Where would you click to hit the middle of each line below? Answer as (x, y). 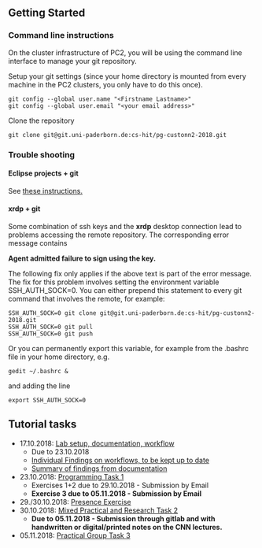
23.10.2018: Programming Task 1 (72, 476)
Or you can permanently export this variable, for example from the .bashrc (129, 349)
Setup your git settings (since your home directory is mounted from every (127, 76)
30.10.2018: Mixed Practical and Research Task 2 (99, 510)
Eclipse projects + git (43, 173)
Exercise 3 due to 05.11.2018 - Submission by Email (116, 493)
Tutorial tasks (42, 424)
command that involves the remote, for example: (87, 299)
